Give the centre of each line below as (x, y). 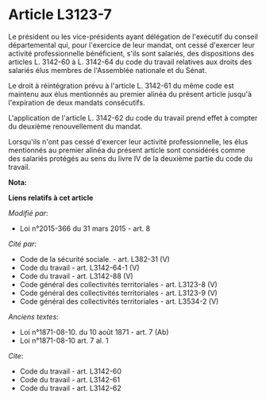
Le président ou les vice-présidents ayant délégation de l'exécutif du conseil (133, 36)
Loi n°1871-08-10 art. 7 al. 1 (64, 340)
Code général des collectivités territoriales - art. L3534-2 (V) (119, 301)
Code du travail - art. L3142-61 (70, 379)
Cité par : (23, 244)
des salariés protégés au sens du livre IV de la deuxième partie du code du (130, 158)
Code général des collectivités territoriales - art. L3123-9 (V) (119, 293)
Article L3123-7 (60, 15)
